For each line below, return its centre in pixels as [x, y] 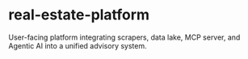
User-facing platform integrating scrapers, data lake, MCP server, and [124, 37]
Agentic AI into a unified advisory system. [78, 45]
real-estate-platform [79, 15]
